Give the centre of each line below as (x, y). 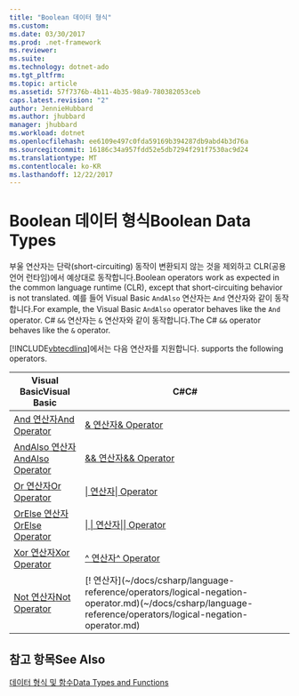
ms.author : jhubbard (48, 116)
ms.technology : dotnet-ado (59, 68)
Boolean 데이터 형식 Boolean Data (130, 221)
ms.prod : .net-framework (55, 42)
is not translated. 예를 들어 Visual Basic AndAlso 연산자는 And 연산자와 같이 (141, 298)
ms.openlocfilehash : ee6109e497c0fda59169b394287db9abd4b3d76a (129, 141)
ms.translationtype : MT (53, 158)
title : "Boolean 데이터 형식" (61, 17)
